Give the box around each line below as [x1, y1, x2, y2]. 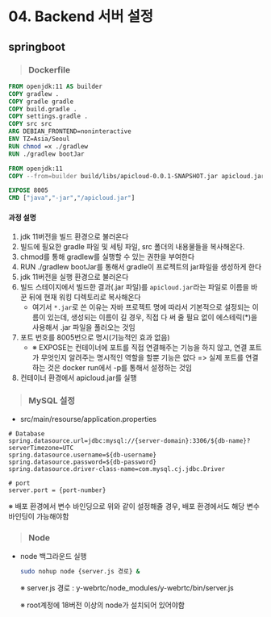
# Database [8, 429, 45, 438]
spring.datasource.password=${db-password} [8, 457, 157, 466]
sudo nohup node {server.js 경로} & [19, 567, 140, 575]
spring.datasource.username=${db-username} [8, 451, 157, 459]
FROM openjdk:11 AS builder [8, 82, 103, 90]
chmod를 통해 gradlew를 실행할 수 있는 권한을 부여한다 [19, 252, 195, 262]
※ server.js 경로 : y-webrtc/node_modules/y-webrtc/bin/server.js [19, 582, 234, 593]
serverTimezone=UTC [8, 444, 74, 452]
